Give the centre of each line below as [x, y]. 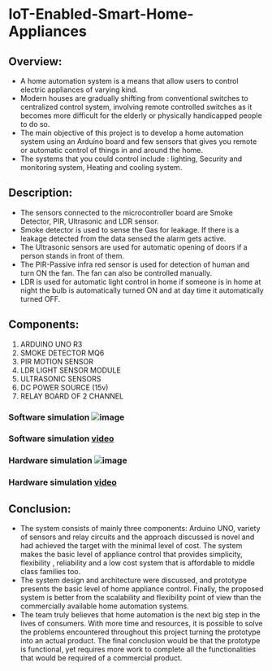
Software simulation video [61, 438]
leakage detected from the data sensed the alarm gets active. [123, 238]
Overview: [35, 61]
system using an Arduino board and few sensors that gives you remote [138, 142]
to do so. [35, 124]
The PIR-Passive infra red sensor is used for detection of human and [135, 264]
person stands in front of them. [72, 255]
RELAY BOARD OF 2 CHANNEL [72, 396]
